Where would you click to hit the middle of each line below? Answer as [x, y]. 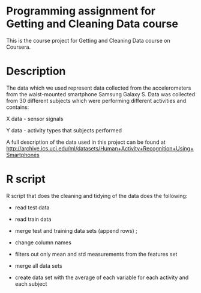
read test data [32, 207]
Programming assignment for [81, 11]
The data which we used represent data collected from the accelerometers [99, 88]
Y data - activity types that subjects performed [64, 130]
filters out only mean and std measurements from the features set [96, 254]
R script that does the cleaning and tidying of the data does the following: [97, 196]
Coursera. [19, 47]
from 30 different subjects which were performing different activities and [96, 100]
